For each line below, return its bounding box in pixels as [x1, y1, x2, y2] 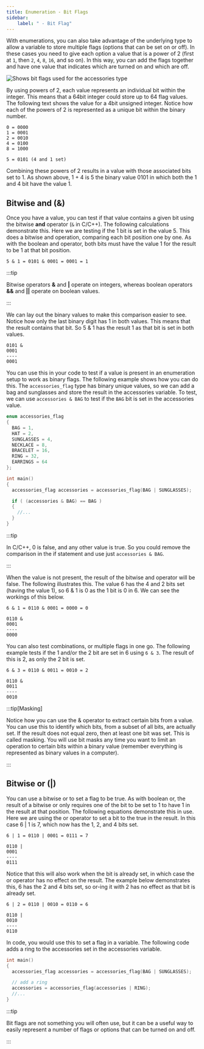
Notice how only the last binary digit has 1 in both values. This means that [6, 318, 191, 325]
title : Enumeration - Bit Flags [6, 9, 88, 15]
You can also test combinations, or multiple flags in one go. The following [6, 642, 191, 649]
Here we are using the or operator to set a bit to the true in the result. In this [6, 814, 196, 822]
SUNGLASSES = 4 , [12, 436, 53, 442]
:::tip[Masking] [6, 704, 43, 712]
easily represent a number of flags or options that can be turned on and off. [6, 1026, 196, 1033]
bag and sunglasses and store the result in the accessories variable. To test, [6, 389, 198, 396]
